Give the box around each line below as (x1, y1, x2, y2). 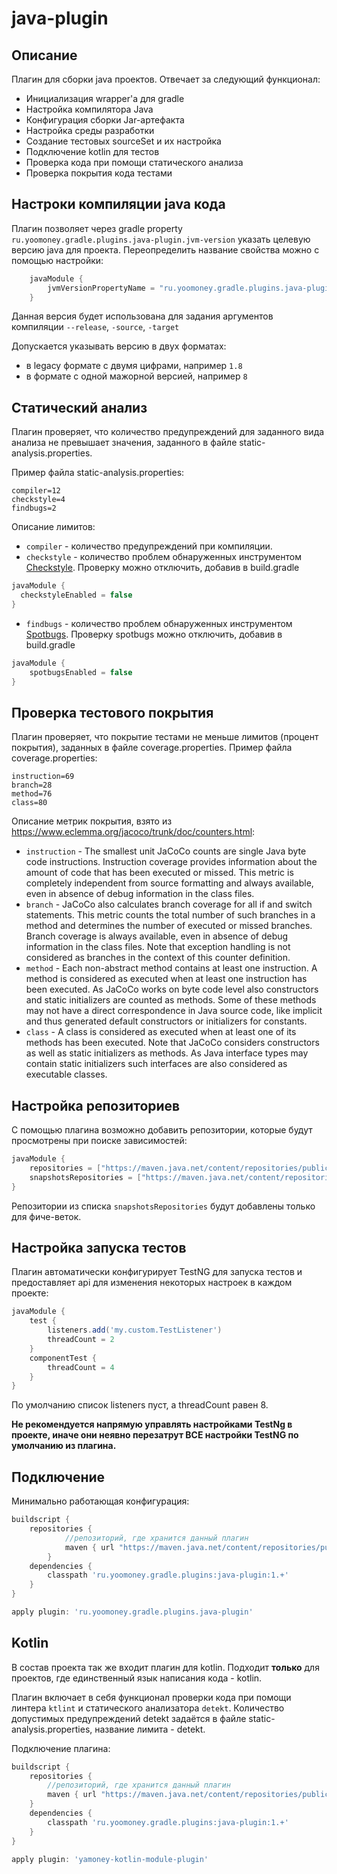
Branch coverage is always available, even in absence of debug (25, 930, 289, 942)
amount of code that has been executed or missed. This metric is (25, 867, 294, 879)
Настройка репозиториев (11, 1097, 181, 1114)
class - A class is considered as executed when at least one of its (25, 1026, 297, 1038)
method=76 (11, 789, 53, 799)
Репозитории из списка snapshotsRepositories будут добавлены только (11, 1200, 316, 1212)
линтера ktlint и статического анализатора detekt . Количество (11, 1702, 285, 1714)
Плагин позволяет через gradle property (11, 222, 183, 234)
